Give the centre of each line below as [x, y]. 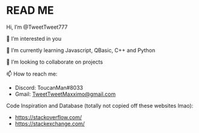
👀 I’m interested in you [34, 38]
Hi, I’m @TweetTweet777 [37, 27]
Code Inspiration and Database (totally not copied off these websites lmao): [100, 105]
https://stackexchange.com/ [50, 123]
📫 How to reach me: [32, 74]
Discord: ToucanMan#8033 [49, 87]
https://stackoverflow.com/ [48, 117]
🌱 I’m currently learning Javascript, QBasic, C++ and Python [81, 50]
